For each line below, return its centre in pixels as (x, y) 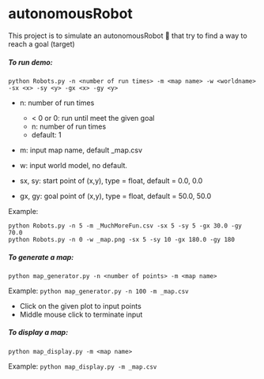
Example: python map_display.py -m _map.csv (83, 366)
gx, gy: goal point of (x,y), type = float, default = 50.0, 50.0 (115, 196)
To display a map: (38, 332)
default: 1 (46, 134)
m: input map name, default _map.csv (81, 150)
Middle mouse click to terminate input (81, 314)
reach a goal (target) (41, 43)
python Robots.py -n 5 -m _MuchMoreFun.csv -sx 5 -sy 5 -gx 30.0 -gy (125, 226)
